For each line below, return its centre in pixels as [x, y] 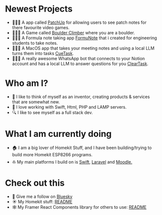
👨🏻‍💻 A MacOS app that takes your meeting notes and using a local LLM [83, 48]
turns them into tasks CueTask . [43, 53]
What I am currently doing [59, 134]
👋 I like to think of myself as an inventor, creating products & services [81, 97]
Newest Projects [39, 9]
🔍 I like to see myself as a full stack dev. [52, 112]
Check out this [35, 183]
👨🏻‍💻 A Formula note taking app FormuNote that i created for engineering [84, 38]
